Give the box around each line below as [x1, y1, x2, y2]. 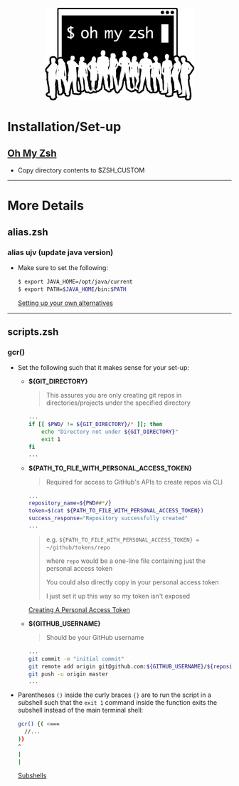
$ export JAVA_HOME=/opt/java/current [17, 278, 133, 285]
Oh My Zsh [7, 147, 57, 159]
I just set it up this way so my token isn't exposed [46, 591, 191, 600]
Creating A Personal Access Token [28, 605, 130, 614]
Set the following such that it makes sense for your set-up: [17, 363, 190, 372]
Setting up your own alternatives [17, 299, 114, 307]
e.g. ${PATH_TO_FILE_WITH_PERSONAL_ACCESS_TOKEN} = [46, 535, 200, 544]
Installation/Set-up [7, 119, 122, 135]
